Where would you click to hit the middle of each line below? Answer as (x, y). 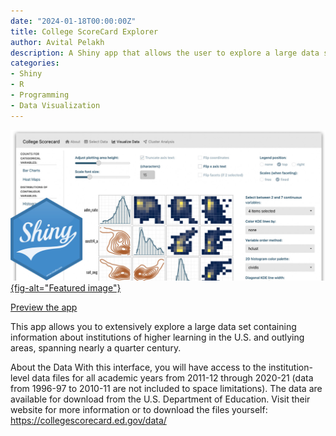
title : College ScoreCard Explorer (84, 31)
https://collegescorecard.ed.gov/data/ (88, 421)
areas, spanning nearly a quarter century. (96, 348)
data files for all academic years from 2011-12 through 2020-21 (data (172, 378)
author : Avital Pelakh (57, 42)
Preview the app (44, 307)
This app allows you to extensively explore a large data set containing (153, 327)
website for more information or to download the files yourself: (139, 410)
